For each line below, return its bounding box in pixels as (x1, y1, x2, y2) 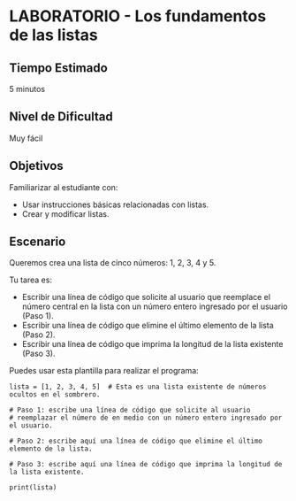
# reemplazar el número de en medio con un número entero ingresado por (9, 413, 283, 422)
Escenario (9, 235, 66, 250)
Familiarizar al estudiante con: (9, 181, 118, 192)
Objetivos (9, 158, 64, 173)
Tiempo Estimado (9, 60, 108, 75)
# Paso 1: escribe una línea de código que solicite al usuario (9, 405, 251, 415)
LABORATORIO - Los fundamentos (9, 6, 267, 27)
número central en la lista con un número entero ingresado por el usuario (21, 301, 288, 312)
